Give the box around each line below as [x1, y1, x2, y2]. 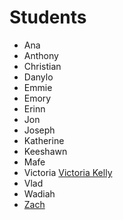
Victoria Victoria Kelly [23, 166, 113, 178]
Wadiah [23, 187, 56, 200]
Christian [23, 60, 62, 72]
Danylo [23, 71, 54, 83]
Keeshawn [23, 145, 68, 157]
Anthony [23, 49, 59, 61]
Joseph [23, 124, 56, 136]
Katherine [23, 134, 65, 146]
